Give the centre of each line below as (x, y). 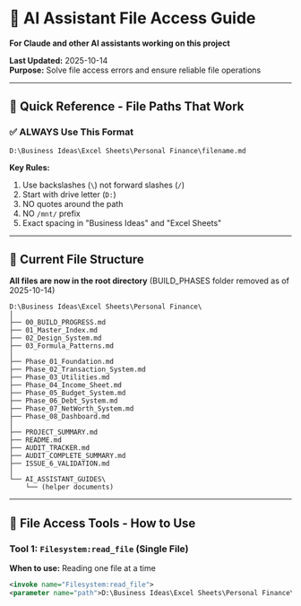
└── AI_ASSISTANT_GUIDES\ (57, 480)
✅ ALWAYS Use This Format (72, 132)
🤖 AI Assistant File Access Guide (133, 18)
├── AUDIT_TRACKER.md (50, 448)
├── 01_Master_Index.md (54, 331)
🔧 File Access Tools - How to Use (103, 523)
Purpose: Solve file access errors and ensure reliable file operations (135, 70)
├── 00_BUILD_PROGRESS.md (57, 323)
